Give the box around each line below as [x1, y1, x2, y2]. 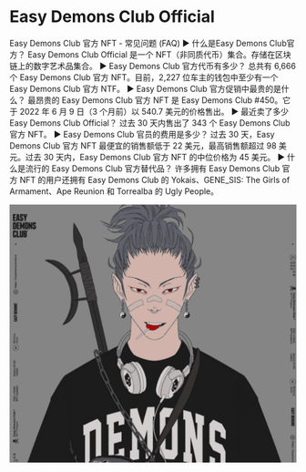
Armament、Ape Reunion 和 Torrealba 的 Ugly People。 [9, 185, 219, 197]
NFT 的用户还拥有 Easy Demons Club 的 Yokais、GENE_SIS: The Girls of [19, 174, 291, 185]
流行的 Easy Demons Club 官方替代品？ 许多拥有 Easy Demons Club [25, 162, 280, 174]
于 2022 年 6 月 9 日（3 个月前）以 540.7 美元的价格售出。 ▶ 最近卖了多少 [9, 106, 290, 117]
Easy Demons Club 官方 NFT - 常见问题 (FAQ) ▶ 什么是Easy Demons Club [9, 37, 287, 48]
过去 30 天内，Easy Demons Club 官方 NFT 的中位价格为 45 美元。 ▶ [25, 151, 285, 162]
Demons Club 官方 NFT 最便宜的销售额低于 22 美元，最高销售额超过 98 [9, 139, 277, 151]
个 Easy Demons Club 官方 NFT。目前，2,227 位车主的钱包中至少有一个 [9, 71, 279, 83]
